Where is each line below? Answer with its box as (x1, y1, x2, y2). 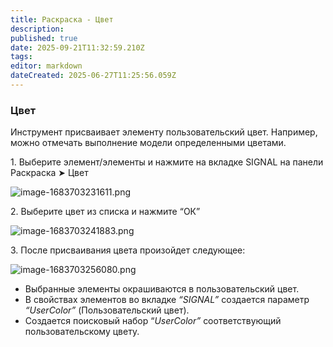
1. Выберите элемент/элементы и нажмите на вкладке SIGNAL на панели (10, 156, 324, 168)
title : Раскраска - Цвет (10, 14, 114, 25)
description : (10, 24, 65, 34)
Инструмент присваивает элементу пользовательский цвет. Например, (10, 126, 318, 138)
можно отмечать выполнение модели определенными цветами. (10, 137, 287, 149)
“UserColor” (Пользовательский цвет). (24, 304, 190, 316)
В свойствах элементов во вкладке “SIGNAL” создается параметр (24, 294, 310, 306)
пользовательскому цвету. (24, 326, 140, 338)
